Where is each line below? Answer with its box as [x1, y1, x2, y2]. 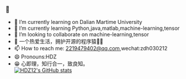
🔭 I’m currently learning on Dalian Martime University [14, 19, 142, 26]
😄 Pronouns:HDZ [14, 53, 57, 60]
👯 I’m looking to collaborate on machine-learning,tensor [14, 31, 150, 38]
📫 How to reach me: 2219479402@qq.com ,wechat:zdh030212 [14, 45, 168, 52]
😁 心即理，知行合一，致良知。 [14, 60, 89, 67]
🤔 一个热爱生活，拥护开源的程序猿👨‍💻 [14, 38, 104, 45]
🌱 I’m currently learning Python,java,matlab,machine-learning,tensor [14, 25, 180, 32]
